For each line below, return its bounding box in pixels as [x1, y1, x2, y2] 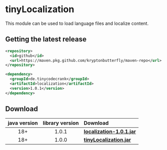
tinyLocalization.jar [83, 136, 132, 143]
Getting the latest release [5, 35, 87, 44]
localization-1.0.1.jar [83, 128, 136, 135]
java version [8, 120, 38, 127]
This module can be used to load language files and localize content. [5, 20, 149, 26]
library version [43, 120, 79, 127]
